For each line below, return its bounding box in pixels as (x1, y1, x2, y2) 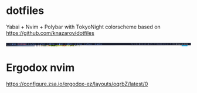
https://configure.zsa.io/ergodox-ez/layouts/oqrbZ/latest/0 (6, 80, 148, 87)
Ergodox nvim (6, 61, 75, 74)
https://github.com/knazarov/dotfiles (6, 29, 95, 36)
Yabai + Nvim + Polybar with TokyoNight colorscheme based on (6, 23, 161, 30)
